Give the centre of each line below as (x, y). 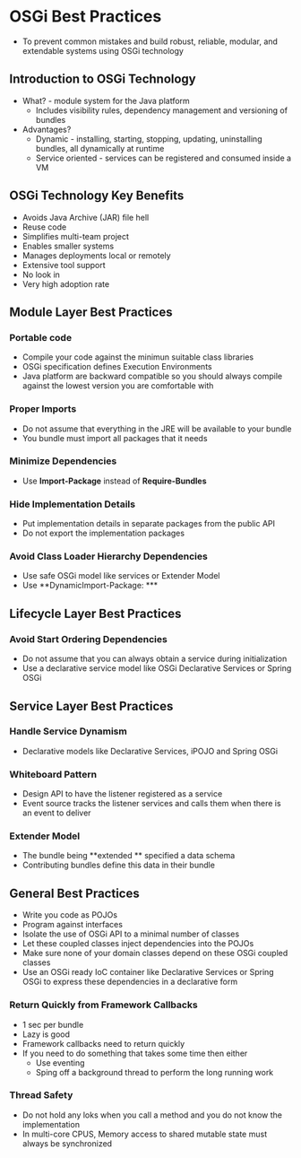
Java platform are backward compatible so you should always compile (152, 376)
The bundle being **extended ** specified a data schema (129, 856)
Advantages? (47, 129)
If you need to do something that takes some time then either (135, 1053)
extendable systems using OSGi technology (103, 50)
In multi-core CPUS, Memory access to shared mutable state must (144, 1134)
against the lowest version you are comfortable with (118, 386)
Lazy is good (46, 1034)
